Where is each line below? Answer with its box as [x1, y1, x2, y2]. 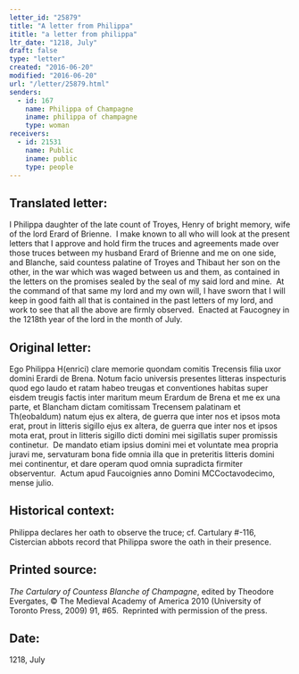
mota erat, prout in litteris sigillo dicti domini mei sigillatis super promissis [9, 430, 278, 440]
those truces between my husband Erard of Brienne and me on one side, [9, 247, 277, 259]
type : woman [25, 121, 70, 130]
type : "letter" [9, 54, 66, 63]
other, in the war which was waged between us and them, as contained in [9, 267, 280, 278]
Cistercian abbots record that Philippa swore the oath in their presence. [9, 537, 272, 547]
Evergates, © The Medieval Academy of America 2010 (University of [9, 595, 262, 606]
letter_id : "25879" [9, 12, 82, 22]
